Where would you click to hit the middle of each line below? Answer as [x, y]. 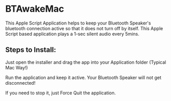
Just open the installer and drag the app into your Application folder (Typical [86, 62]
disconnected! [20, 83]
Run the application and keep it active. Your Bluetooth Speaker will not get [83, 78]
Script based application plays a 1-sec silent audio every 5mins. [72, 34]
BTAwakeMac [35, 9]
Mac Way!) [17, 67]
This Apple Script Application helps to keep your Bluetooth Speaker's [78, 23]
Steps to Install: [31, 50]
